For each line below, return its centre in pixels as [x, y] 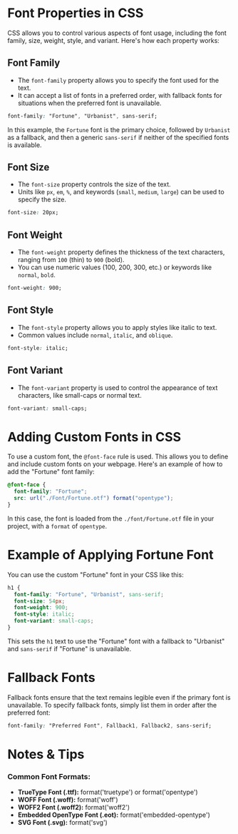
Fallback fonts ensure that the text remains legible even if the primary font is [119, 697]
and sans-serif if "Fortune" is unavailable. [69, 648]
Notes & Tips [46, 754]
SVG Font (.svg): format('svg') [63, 823]
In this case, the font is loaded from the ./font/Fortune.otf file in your [111, 518]
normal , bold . [36, 275]
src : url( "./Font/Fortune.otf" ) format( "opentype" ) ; [94, 498]
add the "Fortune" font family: [51, 472]
